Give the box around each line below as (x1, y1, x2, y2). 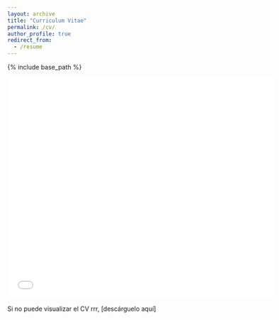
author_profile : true (7, 30, 72, 38)
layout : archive (7, 10, 55, 18)
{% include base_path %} (7, 63, 82, 71)
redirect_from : (7, 37, 52, 44)
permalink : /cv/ (7, 23, 55, 31)
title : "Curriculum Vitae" (7, 17, 87, 24)
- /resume (13, 43, 42, 50)
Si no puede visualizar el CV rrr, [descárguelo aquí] (7, 304, 156, 313)
